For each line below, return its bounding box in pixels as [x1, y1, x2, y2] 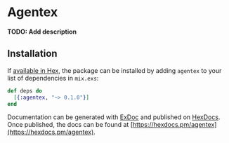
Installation [7, 48, 58, 60]
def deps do [7, 87, 42, 95]
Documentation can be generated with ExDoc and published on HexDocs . [7, 113, 221, 121]
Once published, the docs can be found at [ [7, 121, 133, 129]
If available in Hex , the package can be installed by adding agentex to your [7, 66, 222, 74]
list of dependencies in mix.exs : [7, 74, 99, 82]
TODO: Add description [7, 27, 77, 36]
